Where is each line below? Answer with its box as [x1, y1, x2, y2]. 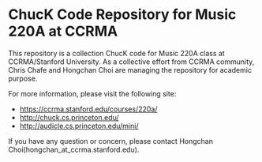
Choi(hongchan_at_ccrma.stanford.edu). [8, 145, 140, 154]
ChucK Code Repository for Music [8, 6, 237, 24]
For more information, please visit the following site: [8, 89, 177, 98]
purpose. [8, 73, 38, 83]
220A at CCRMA [8, 22, 118, 40]
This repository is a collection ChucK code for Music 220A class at [8, 48, 225, 58]
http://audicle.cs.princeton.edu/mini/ [19, 121, 139, 130]
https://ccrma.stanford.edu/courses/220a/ [19, 104, 158, 114]
